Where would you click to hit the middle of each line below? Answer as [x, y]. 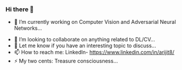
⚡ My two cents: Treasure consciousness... [66, 61]
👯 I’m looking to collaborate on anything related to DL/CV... [85, 40]
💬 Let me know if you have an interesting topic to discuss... [85, 45]
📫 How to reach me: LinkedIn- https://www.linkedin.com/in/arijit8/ [94, 52]
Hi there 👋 [20, 9]
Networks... [28, 28]
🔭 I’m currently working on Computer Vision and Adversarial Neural [95, 22]
